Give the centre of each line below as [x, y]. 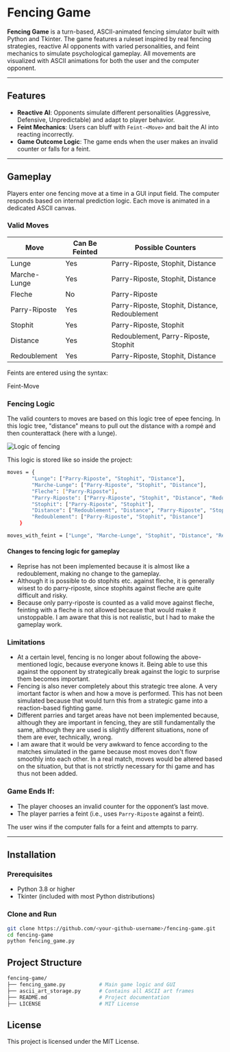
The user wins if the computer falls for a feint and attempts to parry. [103, 827]
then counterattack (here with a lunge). [62, 434]
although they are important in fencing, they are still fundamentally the [116, 723]
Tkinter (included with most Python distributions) [86, 897]
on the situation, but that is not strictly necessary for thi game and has [116, 766]
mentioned [32, 664]
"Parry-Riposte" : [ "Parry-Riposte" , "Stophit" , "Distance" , [119, 498]
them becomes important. [53, 679]
